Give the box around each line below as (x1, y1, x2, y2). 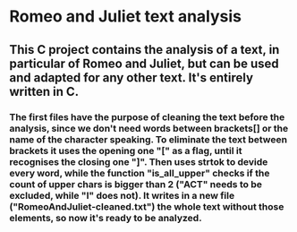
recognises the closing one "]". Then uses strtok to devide (9, 155, 268, 168)
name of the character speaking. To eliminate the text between (9, 133, 288, 145)
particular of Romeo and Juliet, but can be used (9, 56, 279, 71)
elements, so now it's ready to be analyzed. (9, 211, 203, 224)
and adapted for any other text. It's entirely (9, 70, 253, 85)
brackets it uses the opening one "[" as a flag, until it (9, 144, 242, 157)
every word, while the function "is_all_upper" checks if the (9, 167, 270, 179)
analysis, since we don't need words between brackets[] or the (9, 122, 289, 134)
